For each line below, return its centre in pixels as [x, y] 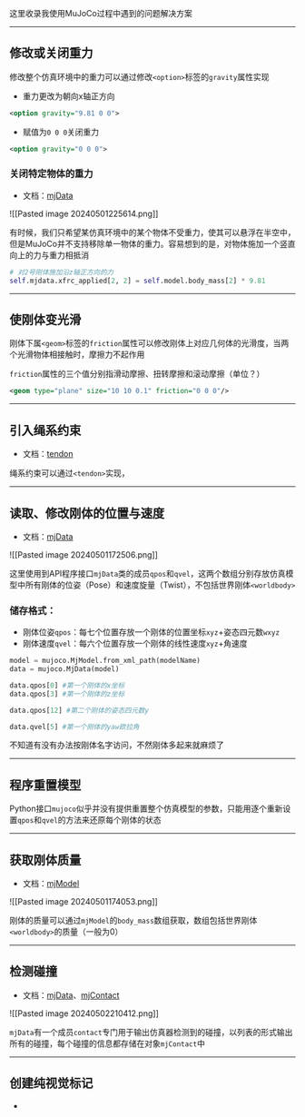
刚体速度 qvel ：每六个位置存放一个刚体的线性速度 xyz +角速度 [135, 644]
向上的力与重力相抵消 [49, 255]
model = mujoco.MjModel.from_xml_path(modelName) [105, 661]
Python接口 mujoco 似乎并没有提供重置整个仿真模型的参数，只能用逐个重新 [146, 809]
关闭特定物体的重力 [51, 173]
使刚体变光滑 [45, 320]
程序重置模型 [45, 785]
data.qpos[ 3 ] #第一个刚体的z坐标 [67, 694]
